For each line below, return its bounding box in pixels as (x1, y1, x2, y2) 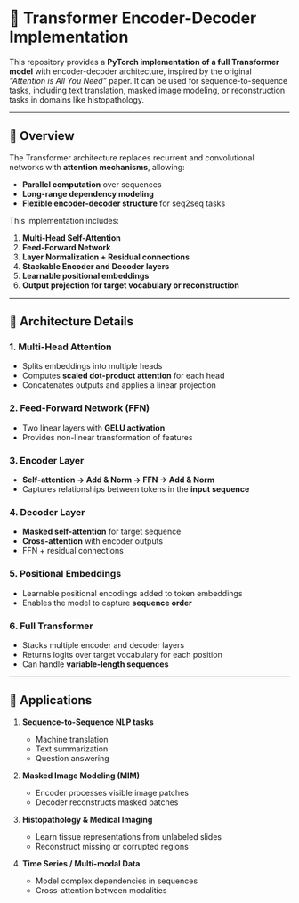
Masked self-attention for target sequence (21, 526, 182, 538)
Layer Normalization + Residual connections (21, 251, 190, 262)
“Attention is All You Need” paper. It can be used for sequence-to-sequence (9, 75, 288, 86)
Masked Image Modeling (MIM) (21, 770, 141, 781)
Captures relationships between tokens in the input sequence (21, 484, 250, 495)
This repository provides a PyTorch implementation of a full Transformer (9, 56, 280, 67)
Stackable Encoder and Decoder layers (21, 260, 170, 271)
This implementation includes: (9, 215, 120, 226)
